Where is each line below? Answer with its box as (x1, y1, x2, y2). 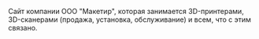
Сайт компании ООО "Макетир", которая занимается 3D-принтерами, (8, 7, 244, 16)
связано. (8, 23, 38, 32)
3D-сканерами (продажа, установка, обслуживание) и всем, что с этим (8, 15, 252, 24)
